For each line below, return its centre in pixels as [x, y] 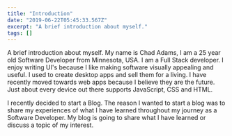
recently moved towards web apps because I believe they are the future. [111, 82]
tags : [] [20, 33]
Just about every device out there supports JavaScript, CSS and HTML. [110, 90]
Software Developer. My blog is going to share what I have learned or [107, 118]
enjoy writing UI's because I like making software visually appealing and [110, 67]
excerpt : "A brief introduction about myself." [78, 26]
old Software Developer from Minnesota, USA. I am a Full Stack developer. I [116, 60]
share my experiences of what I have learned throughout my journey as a [112, 110]
